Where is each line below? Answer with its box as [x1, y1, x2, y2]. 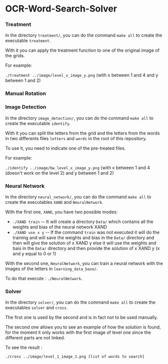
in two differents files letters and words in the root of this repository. [5, 135, 147, 141]
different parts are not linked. [5, 335, 65, 341]
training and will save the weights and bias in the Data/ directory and [12, 234, 154, 240]
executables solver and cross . [5, 305, 68, 311]
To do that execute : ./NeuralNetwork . [5, 276, 83, 281]
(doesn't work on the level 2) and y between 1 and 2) [5, 170, 114, 176]
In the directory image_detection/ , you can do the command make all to [5, 115, 154, 121]
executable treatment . [5, 38, 51, 44]
